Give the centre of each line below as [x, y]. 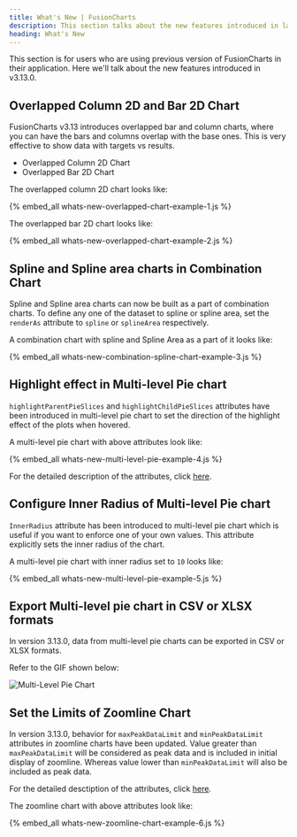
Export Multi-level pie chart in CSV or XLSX [131, 607]
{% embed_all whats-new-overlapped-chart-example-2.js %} [121, 241]
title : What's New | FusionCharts [73, 17]
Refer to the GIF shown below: [64, 668]
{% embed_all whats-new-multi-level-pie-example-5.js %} [116, 578]
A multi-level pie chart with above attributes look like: [106, 442]
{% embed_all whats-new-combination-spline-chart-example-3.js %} [136, 357]
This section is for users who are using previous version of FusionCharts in [145, 59]
